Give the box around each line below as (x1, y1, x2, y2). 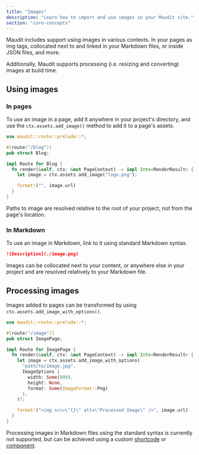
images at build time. (6, 67, 58, 74)
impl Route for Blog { (6, 161, 63, 167)
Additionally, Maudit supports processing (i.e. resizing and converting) (6, 60, 179, 68)
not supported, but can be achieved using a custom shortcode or (6, 435, 167, 442)
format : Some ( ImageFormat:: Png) (27, 385, 109, 392)
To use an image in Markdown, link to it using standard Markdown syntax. (6, 240, 188, 247)
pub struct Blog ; (6, 150, 50, 156)
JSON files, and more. (6, 49, 61, 56)
